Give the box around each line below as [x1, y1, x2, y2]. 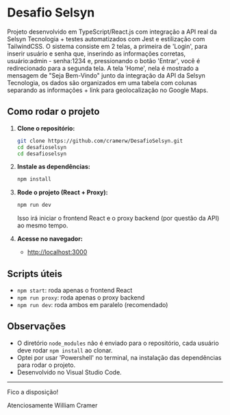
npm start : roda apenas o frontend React [16, 286, 133, 294]
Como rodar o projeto [7, 106, 100, 117]
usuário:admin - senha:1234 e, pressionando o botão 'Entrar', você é [7, 56, 201, 65]
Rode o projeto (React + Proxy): [16, 188, 108, 197]
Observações [7, 321, 66, 333]
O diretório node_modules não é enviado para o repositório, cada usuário [16, 339, 219, 347]
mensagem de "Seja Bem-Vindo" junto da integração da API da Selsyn [7, 71, 205, 80]
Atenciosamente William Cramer [7, 401, 98, 410]
